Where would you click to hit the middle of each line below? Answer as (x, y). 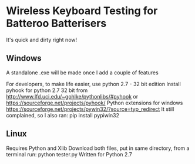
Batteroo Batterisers (56, 23)
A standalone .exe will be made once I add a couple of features (82, 73)
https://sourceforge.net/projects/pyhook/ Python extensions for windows (95, 103)
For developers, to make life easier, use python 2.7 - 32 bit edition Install (93, 84)
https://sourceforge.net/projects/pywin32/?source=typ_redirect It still (90, 109)
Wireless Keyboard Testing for (82, 11)
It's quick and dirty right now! (42, 40)
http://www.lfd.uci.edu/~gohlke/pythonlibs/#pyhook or (72, 96)
